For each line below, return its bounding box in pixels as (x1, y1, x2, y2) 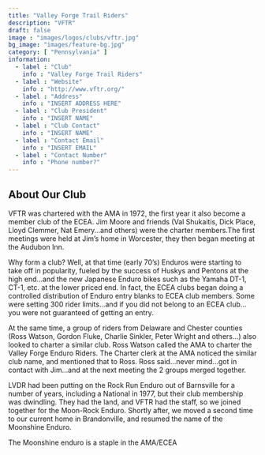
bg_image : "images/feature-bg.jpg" (8, 41, 125, 49)
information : (8, 56, 51, 64)
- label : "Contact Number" (15, 151, 108, 159)
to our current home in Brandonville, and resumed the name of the (8, 414, 223, 423)
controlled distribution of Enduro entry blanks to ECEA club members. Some (8, 291, 255, 300)
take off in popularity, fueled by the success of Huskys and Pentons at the (8, 265, 249, 275)
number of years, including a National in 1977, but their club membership (8, 389, 244, 398)
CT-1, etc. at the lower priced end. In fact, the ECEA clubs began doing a (8, 282, 244, 292)
